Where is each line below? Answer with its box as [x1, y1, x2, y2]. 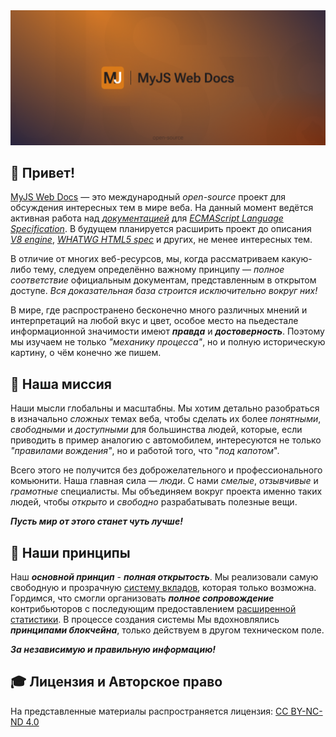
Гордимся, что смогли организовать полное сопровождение [10, 592, 275, 604]
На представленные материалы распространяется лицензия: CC [10, 705, 289, 717]
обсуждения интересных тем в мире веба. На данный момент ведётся [10, 202, 314, 214]
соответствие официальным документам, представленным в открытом [10, 274, 317, 286]
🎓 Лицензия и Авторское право [10, 674, 223, 691]
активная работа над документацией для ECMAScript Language [10, 212, 284, 224]
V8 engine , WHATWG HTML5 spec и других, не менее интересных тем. [10, 234, 313, 246]
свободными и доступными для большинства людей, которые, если [10, 424, 303, 436]
